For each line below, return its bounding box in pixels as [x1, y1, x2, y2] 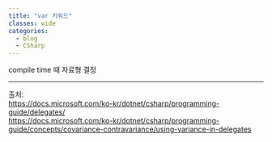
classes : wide [8, 19, 57, 27]
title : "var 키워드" [8, 11, 73, 20]
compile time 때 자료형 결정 [8, 65, 97, 75]
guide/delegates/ [8, 107, 66, 117]
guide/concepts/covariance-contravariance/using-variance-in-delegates [8, 124, 252, 134]
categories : [8, 27, 49, 35]
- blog [15, 34, 38, 43]
